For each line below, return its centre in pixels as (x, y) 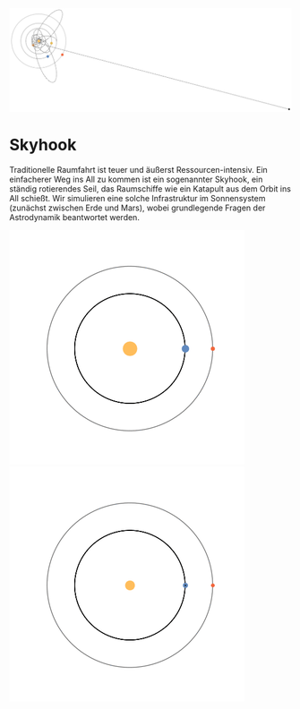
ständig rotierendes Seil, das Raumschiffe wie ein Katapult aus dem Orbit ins (150, 188)
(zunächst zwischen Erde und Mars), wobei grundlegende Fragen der (137, 208)
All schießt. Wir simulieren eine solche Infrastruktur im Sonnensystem (137, 198)
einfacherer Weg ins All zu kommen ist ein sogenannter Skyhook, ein (136, 179)
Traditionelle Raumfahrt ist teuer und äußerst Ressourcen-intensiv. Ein (139, 169)
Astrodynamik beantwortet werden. (75, 217)
